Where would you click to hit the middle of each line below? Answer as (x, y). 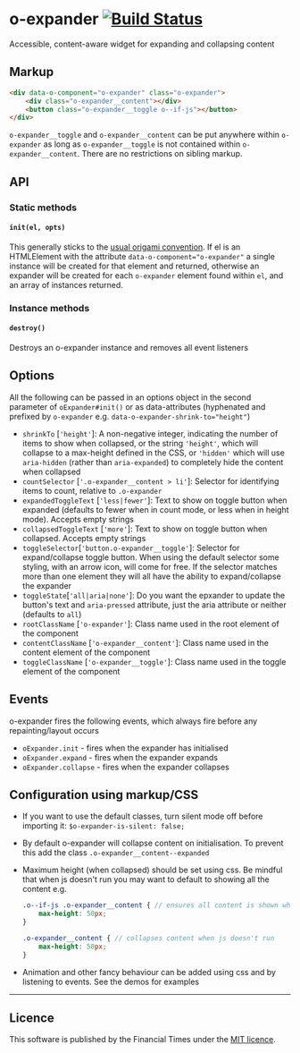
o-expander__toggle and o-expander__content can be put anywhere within (144, 135)
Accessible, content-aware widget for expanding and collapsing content (142, 44)
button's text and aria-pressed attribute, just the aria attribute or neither (154, 605)
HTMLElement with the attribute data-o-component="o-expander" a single (142, 256)
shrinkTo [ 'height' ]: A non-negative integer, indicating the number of (150, 433)
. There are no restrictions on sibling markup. (160, 154)
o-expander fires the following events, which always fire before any (133, 721)
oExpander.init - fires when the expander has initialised (125, 748)
